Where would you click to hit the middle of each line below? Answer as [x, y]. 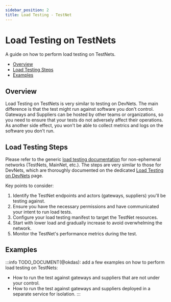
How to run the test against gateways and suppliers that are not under [86, 277]
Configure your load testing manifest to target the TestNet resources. [85, 217]
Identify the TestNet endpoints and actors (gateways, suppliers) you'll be [89, 196]
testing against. [29, 201]
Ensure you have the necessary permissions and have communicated [86, 207]
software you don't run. [30, 131]
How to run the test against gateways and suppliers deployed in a [81, 288]
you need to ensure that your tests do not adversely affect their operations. [84, 120]
